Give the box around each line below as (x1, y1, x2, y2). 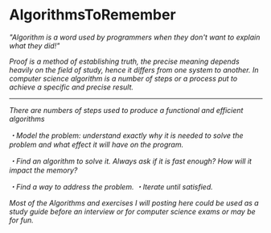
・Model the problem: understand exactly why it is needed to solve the (9, 131, 244, 140)
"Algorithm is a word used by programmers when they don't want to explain (9, 32, 261, 42)
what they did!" (9, 40, 60, 50)
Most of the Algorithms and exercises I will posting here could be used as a (9, 198, 260, 207)
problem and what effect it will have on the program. (9, 139, 184, 149)
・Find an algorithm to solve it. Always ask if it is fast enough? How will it (9, 156, 253, 166)
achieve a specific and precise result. (9, 82, 134, 92)
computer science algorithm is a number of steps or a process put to (9, 73, 238, 83)
